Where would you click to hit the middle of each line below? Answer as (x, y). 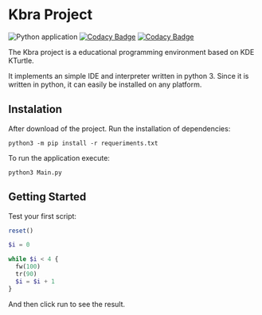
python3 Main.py (35, 173)
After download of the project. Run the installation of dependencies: (119, 128)
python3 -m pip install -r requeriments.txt (83, 143)
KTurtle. (21, 60)
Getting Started (47, 197)
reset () (21, 231)
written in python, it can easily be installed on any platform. (105, 84)
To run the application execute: (59, 157)
